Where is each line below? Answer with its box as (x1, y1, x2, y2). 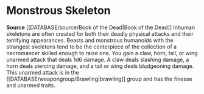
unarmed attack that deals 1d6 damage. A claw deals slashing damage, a (6, 56, 189, 63)
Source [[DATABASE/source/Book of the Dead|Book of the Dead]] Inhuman (6, 24, 195, 31)
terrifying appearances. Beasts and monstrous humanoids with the (6, 36, 174, 44)
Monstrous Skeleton (6, 4, 111, 18)
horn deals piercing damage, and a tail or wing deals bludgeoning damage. (6, 62, 194, 70)
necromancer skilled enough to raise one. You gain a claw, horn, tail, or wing (6, 49, 198, 56)
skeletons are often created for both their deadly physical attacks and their (6, 30, 194, 37)
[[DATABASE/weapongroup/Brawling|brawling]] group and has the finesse (6, 75, 193, 82)
